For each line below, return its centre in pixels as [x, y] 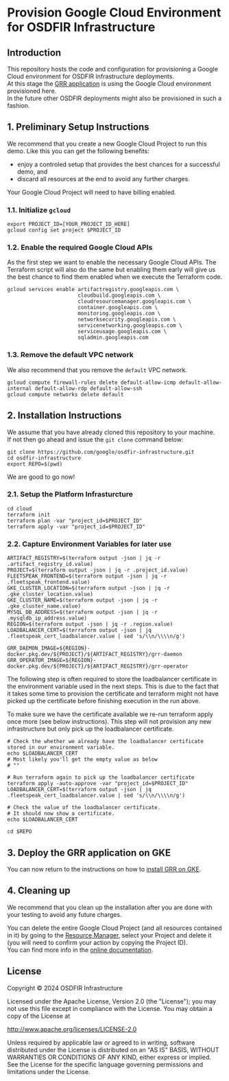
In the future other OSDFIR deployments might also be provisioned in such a [114, 98]
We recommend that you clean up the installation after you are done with [110, 907]
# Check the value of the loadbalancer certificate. [84, 808]
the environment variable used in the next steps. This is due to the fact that [113, 686]
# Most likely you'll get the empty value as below [82, 760]
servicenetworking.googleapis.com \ [130, 326]
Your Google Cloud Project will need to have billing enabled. [92, 192]
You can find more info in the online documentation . [80, 950]
